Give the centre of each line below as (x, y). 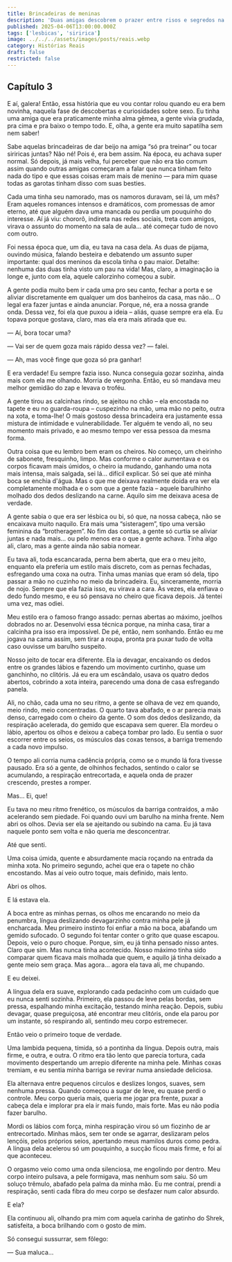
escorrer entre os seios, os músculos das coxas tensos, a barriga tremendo (115, 739)
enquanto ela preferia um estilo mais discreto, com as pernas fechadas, (109, 566)
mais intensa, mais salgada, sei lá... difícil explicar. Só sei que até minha (109, 473)
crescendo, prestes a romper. (49, 782)
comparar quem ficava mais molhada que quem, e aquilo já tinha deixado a (114, 957)
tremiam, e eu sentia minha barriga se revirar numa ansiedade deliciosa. (110, 1070)
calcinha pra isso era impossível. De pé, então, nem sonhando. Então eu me (115, 631)
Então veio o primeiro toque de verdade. (65, 1034)
